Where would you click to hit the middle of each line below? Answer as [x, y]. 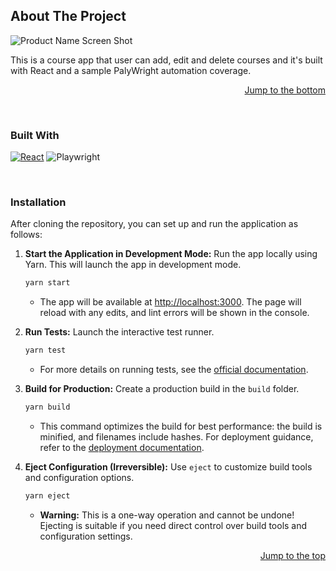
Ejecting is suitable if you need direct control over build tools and [173, 525]
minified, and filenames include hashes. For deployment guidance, [176, 437]
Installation [38, 202]
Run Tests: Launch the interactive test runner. [119, 332]
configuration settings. [86, 536]
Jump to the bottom [285, 90]
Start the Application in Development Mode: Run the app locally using [171, 254]
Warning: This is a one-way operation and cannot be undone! [167, 515]
